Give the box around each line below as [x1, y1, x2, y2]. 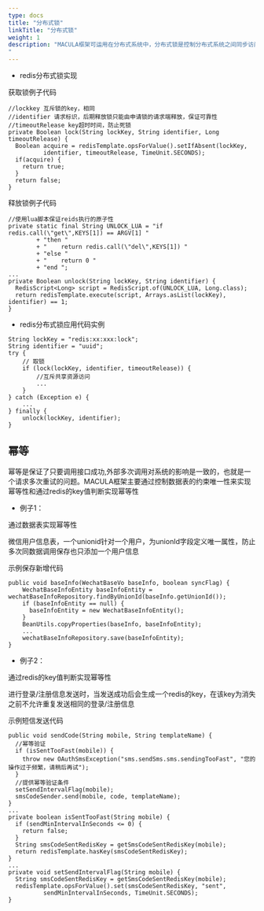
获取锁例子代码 [8, 87, 57, 97]
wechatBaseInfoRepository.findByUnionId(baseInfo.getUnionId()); [8, 592, 226, 601]
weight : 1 [8, 33, 41, 42]
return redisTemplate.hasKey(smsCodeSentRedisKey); [15, 847, 189, 855]
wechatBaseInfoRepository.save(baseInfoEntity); [22, 634, 185, 642]
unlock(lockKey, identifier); [22, 414, 122, 422]
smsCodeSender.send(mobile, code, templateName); [15, 792, 181, 800]
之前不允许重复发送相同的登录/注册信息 [8, 698, 135, 709]
